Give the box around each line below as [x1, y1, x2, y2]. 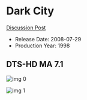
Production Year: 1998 [14, 42, 70, 49]
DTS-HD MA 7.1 [6, 59, 64, 69]
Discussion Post [6, 24, 46, 31]
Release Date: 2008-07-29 [14, 35, 82, 43]
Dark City [6, 4, 55, 18]
